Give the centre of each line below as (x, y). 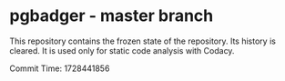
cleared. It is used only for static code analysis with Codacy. (122, 50)
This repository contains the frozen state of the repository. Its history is (142, 41)
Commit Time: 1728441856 (60, 68)
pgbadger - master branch (112, 16)
